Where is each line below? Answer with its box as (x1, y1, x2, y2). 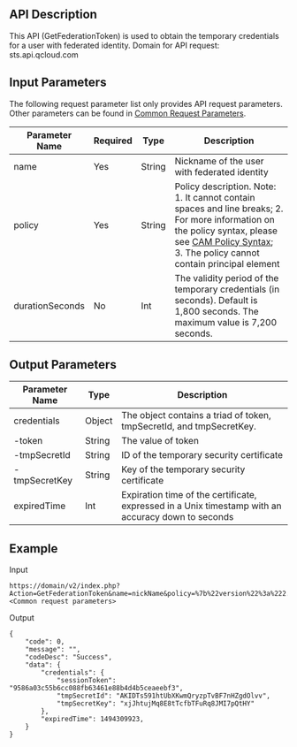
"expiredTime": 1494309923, (41, 715, 144, 724)
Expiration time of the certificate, (120, 489, 257, 501)
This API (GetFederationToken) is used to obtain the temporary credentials (9, 30, 280, 41)
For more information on (174, 213, 276, 225)
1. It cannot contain (174, 191, 255, 203)
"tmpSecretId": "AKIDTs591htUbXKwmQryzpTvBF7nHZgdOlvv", (56, 691, 271, 701)
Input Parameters (9, 75, 107, 90)
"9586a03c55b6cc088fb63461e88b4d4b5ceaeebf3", (9, 684, 184, 693)
